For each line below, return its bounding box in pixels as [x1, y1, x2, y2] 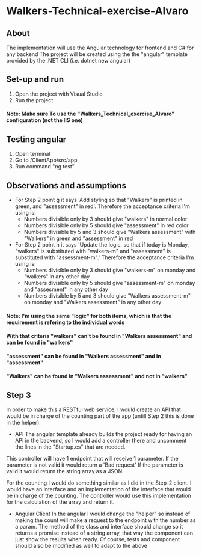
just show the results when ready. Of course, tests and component [14, 536, 180, 543]
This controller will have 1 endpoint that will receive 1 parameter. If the [6, 455, 179, 462]
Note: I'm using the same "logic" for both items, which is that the [6, 312, 172, 319]
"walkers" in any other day [23, 273, 90, 280]
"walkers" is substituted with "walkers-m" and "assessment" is [14, 248, 171, 255]
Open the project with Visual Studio [14, 90, 103, 97]
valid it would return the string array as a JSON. [6, 468, 124, 475]
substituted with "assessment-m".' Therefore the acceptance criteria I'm [14, 254, 194, 261]
